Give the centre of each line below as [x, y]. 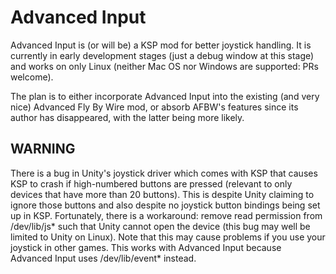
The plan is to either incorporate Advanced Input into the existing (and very [165, 96]
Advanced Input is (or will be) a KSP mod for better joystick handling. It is [161, 45]
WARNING [43, 149]
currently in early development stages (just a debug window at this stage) [162, 55]
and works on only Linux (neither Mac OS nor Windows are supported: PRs [164, 66]
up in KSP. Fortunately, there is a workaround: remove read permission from [166, 215]
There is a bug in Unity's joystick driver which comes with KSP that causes [164, 173]
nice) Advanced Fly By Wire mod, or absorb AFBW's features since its [154, 107]
